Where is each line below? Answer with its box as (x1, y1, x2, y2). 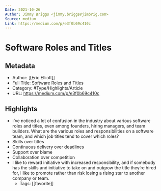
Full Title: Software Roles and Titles (12, 80, 84, 86)
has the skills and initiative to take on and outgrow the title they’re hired (12, 165, 156, 171)
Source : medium (5, 16, 36, 21)
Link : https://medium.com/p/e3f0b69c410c (5, 21, 91, 26)
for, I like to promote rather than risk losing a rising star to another (12, 170, 145, 176)
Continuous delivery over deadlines (12, 144, 84, 150)
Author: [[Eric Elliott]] (12, 75, 55, 81)
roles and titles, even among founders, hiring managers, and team (12, 123, 146, 129)
